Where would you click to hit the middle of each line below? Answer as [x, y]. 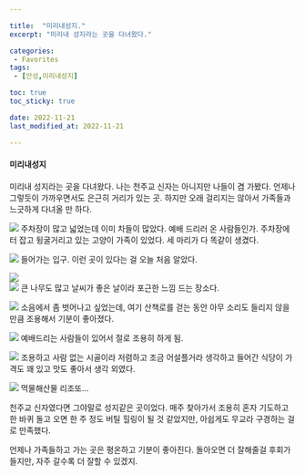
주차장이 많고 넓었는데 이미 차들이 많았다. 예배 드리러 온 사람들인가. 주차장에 [155, 228]
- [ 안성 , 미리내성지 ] [46, 77]
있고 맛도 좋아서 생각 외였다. [86, 368]
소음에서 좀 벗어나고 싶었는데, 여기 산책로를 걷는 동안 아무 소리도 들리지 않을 [155, 307]
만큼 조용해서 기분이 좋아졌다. [62, 318]
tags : [20, 68]
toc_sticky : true [42, 101]
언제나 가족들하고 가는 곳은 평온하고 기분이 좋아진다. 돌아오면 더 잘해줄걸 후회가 [150, 449]
